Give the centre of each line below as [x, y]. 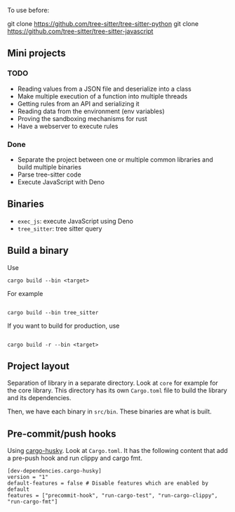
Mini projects [37, 53]
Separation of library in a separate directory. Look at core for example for [113, 383]
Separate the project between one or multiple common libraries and [115, 159]
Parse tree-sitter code [49, 174]
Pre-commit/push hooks [62, 434]
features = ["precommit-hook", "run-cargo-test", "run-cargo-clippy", [113, 496]
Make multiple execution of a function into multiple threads [102, 96]
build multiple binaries [49, 167]
